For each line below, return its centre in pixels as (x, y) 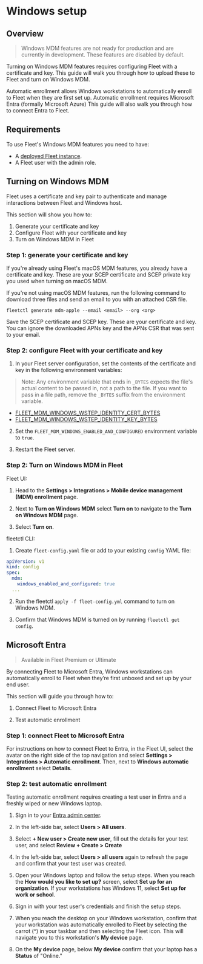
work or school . (35, 895)
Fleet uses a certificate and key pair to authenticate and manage (87, 196)
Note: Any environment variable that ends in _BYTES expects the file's (107, 382)
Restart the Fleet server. (45, 449)
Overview (25, 34)
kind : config (23, 567)
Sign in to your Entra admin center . (58, 815)
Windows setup (47, 11)
